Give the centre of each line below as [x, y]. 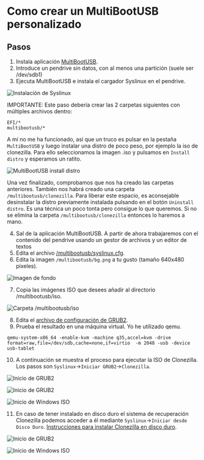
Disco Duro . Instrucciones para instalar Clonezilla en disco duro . [96, 427]
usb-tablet [21, 349]
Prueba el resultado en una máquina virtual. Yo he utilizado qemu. [99, 326]
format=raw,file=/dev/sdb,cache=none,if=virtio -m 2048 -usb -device [99, 343]
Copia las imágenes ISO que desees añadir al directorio [86, 290]
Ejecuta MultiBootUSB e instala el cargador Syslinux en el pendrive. [100, 81]
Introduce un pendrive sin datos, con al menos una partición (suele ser [105, 68]
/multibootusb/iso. [39, 296]
